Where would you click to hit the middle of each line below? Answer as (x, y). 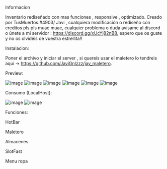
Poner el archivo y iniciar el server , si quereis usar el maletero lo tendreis (81, 58)
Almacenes (17, 142)
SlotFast (14, 151)
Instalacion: (17, 48)
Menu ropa (17, 161)
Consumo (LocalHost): (28, 93)
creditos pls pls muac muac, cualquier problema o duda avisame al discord (83, 28)
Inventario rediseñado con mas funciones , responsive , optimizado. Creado (84, 17)
